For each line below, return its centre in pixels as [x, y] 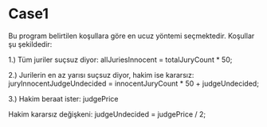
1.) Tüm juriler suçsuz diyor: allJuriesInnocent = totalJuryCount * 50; [120, 60]
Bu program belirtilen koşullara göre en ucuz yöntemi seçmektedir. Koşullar [132, 36]
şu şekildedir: [30, 44]
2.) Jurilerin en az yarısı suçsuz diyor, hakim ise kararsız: [101, 75]
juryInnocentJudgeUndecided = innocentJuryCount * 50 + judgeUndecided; [133, 83]
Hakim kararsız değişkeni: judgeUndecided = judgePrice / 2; [107, 114]
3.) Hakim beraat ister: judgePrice [63, 98]
